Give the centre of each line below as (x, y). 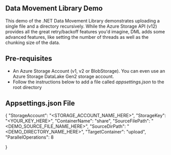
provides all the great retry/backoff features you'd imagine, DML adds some (85, 31)
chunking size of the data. (33, 42)
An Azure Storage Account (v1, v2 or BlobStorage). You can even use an (89, 71)
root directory (27, 87)
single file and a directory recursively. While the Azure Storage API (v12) (81, 26)
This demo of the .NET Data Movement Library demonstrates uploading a (83, 20)
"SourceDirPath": (108, 126)
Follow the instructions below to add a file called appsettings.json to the (89, 82)
